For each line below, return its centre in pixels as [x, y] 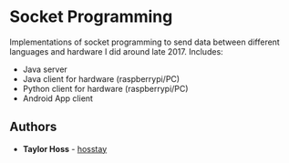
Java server [45, 69]
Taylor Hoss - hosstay [65, 148]
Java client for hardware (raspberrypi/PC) [101, 78]
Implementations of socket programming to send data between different [144, 42]
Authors [33, 127]
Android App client [58, 98]
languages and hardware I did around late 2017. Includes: [116, 51]
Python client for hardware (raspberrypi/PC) [105, 88]
